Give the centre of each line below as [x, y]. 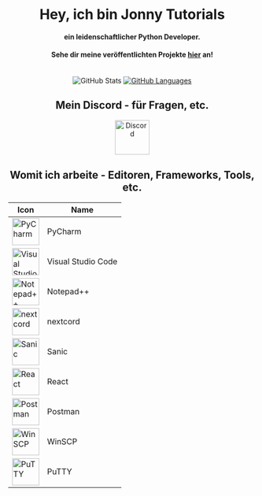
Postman [63, 412]
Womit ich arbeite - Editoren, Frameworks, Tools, [132, 175]
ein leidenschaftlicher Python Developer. [132, 36]
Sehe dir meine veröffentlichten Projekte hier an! [132, 55]
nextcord [63, 322]
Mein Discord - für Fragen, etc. [132, 105]
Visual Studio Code [82, 261]
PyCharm [64, 231]
